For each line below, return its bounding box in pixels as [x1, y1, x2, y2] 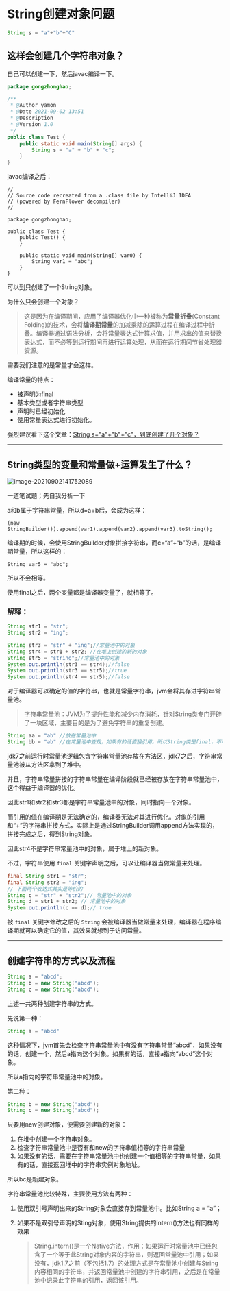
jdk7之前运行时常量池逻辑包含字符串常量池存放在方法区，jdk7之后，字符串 [7, 752, 217, 760]
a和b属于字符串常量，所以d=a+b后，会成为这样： [7, 506, 147, 514]
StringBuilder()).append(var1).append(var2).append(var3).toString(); [7, 526, 213, 532]
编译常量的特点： [7, 376, 55, 384]
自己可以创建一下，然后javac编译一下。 [7, 69, 118, 77]
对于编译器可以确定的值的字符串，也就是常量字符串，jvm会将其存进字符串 [7, 687, 216, 696]
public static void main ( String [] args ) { [19, 140, 142, 147]
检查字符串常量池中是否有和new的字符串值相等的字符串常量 [16, 1144, 186, 1152]
